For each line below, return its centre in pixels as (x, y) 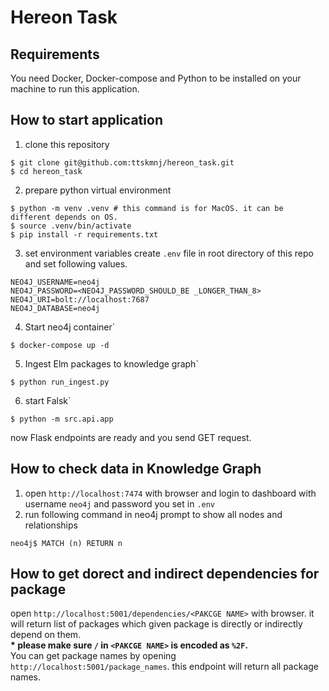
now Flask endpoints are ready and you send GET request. (131, 437)
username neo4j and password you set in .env (120, 503)
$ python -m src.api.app (62, 419)
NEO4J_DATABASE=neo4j (55, 308)
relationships (51, 525)
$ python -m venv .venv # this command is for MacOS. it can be (147, 208)
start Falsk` (48, 400)
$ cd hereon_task (46, 171)
